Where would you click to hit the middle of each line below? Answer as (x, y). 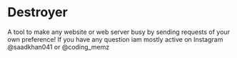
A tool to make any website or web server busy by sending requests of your (119, 32)
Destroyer (37, 12)
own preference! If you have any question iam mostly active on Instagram (115, 39)
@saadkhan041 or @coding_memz (59, 47)
